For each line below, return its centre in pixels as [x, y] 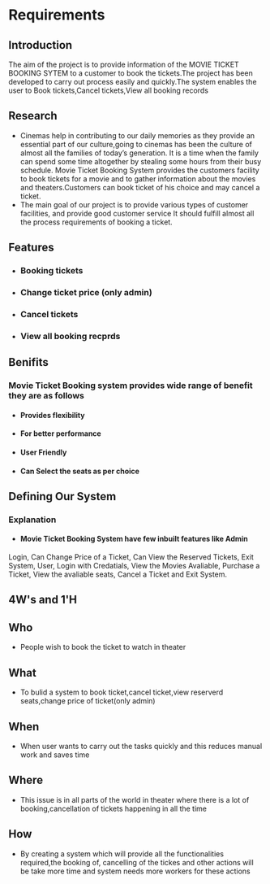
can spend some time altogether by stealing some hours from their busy [141, 161]
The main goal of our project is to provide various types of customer [134, 204]
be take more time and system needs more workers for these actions [135, 871]
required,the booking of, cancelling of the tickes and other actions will [137, 862]
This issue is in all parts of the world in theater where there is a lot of [135, 799]
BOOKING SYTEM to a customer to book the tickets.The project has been [131, 73]
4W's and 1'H [43, 600]
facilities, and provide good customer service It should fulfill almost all [137, 213]
